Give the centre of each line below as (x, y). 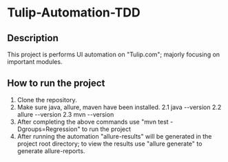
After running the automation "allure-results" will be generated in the (114, 136)
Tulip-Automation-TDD (74, 13)
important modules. (35, 62)
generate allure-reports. (51, 151)
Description (33, 38)
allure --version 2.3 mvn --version (65, 114)
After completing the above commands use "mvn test (93, 121)
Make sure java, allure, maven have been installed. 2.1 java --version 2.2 (119, 107)
